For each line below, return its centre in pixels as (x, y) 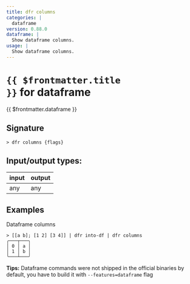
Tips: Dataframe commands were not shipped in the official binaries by (95, 268)
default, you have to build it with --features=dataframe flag (80, 275)
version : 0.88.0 (27, 29)
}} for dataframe (49, 92)
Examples (25, 210)
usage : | (17, 46)
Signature (25, 128)
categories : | (24, 18)
